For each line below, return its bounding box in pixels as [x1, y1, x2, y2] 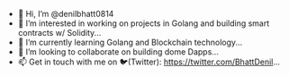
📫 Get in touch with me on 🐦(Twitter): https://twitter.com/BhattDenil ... [17, 56, 281, 67]
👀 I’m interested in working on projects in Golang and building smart [17, 18, 270, 29]
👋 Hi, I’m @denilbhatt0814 [17, 9, 114, 19]
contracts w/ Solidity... [17, 28, 102, 38]
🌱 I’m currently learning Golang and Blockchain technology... [17, 37, 243, 47]
